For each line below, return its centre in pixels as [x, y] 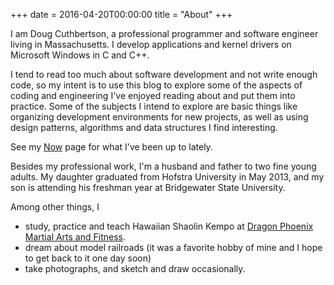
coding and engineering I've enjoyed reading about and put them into [153, 95]
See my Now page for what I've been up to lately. [111, 147]
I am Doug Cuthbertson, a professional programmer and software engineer [164, 33]
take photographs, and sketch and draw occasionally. [135, 268]
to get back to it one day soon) [88, 258]
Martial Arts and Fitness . [75, 237]
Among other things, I [55, 207]
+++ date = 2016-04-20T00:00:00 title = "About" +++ [121, 14]
